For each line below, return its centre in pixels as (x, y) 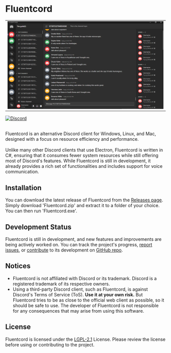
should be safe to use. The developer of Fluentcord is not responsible (85, 305)
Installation (23, 187)
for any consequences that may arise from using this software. (78, 311)
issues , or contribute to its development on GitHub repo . (64, 250)
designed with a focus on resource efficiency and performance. (72, 139)
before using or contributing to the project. (50, 344)
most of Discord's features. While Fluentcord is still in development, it (78, 161)
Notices (18, 266)
